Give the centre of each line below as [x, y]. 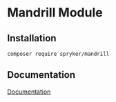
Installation [32, 38]
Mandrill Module [55, 13]
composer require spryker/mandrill [58, 54]
